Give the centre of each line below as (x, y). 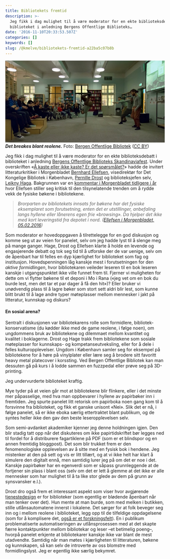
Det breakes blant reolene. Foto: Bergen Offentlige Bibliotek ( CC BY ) (77, 146)
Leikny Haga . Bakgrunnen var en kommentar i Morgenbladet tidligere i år (81, 183)
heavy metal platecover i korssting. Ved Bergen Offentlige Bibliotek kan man (84, 360)
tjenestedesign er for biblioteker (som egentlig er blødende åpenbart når (81, 497)
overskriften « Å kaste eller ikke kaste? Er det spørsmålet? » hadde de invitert (84, 167)
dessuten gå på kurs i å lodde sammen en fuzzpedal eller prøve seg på (79, 366)
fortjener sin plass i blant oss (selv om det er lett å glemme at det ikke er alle (85, 471)
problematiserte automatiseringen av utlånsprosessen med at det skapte (81, 524)
